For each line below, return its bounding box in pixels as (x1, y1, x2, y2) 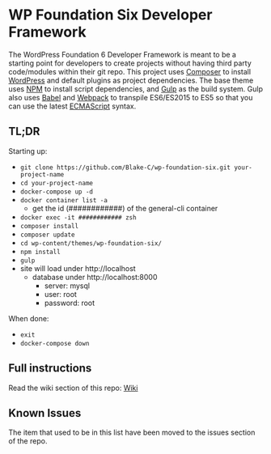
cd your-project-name (19, 179, 93, 187)
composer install (19, 222, 79, 230)
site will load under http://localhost (19, 263, 136, 273)
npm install (19, 248, 61, 256)
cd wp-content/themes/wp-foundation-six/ (19, 239, 162, 248)
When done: (8, 313, 49, 323)
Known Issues (8, 406, 82, 420)
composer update (19, 231, 75, 239)
